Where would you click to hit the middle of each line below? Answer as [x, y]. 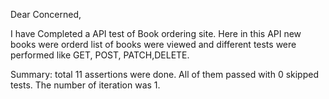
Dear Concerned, [46, 14]
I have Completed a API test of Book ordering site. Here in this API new [156, 33]
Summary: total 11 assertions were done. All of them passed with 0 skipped [165, 74]
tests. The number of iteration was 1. [85, 85]
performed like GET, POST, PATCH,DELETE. [100, 55]
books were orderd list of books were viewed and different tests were [153, 44]
